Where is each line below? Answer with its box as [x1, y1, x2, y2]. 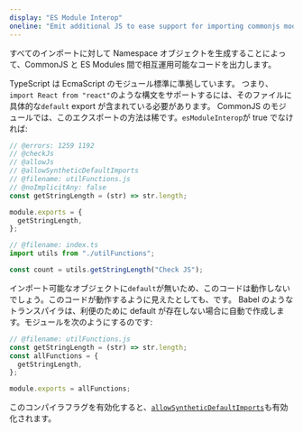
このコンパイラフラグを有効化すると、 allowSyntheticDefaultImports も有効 [9, 402, 289, 413]
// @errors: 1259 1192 [9, 141, 95, 150]
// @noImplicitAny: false [9, 182, 106, 192]
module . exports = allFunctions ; [9, 384, 131, 393]
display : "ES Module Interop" [9, 13, 124, 23]
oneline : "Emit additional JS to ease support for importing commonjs [9, 22, 280, 31]
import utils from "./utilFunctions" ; [9, 249, 155, 258]
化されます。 [9, 413, 57, 424]
